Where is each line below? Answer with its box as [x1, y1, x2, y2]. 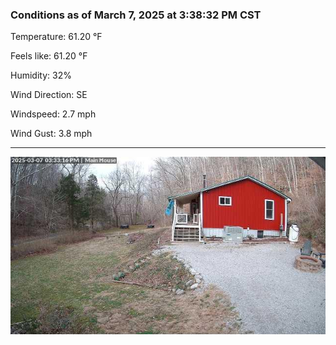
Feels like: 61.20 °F [10, 50, 88, 62]
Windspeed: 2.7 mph [10, 108, 97, 120]
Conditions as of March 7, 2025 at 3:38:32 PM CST [10, 8, 262, 22]
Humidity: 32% [10, 69, 72, 82]
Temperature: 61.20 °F [10, 31, 103, 43]
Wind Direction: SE [10, 89, 88, 101]
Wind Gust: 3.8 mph [10, 128, 93, 140]
